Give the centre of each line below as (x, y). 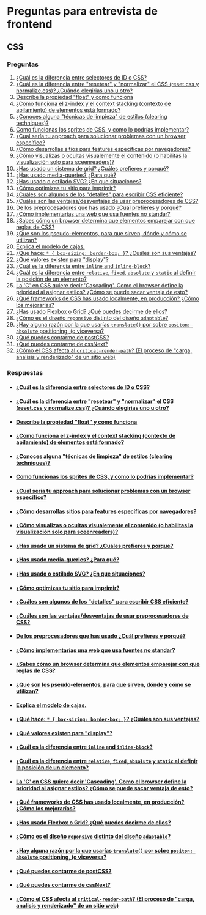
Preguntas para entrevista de (83, 11)
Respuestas (25, 372)
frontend (30, 24)
